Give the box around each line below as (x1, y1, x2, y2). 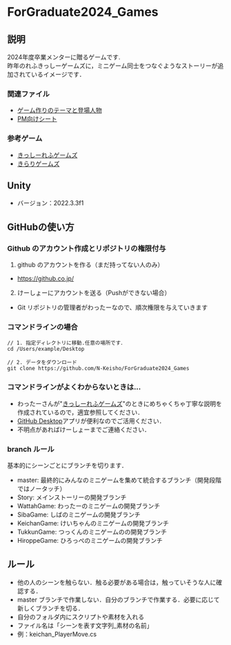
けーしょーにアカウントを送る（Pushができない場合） (17, 289, 171, 297)
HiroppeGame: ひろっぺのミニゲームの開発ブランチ (17, 536, 163, 544)
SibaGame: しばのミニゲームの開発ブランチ (17, 510, 141, 519)
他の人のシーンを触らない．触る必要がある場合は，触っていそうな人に (17, 578, 217, 586)
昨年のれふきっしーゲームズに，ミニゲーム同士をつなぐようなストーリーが (7, 61, 219, 70)
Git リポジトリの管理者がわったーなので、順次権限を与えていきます (17, 303, 208, 311)
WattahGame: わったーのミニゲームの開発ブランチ (17, 501, 161, 510)
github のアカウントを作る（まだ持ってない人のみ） (17, 260, 164, 269)
